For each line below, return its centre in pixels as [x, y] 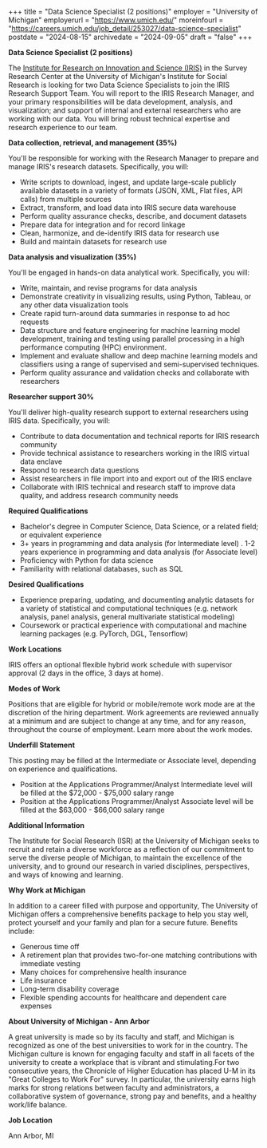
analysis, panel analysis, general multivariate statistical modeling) [127, 617]
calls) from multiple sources [65, 199]
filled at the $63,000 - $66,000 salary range [92, 810]
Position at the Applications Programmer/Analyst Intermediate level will [136, 784]
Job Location [31, 1120]
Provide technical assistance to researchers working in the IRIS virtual [134, 453]
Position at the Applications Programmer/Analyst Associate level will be [136, 801]
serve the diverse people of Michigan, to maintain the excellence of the [125, 858]
